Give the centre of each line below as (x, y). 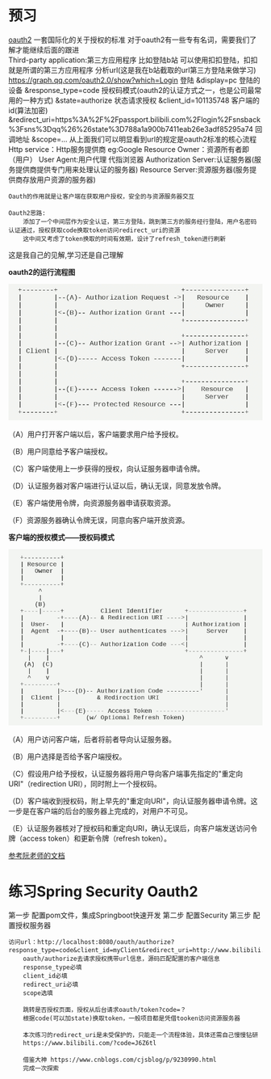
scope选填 (38, 993)
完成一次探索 (41, 1068)
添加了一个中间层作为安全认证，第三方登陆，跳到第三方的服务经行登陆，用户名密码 (140, 221)
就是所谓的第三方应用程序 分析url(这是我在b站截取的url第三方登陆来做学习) (132, 70)
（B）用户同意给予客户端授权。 (60, 452)
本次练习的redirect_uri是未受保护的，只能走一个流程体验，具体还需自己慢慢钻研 (141, 1035)
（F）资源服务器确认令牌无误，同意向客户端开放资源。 (99, 521)
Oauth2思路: (27, 213)
